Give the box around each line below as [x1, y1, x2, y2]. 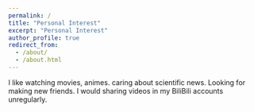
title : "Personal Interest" [8, 19, 102, 27]
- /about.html [15, 56, 62, 64]
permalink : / [8, 11, 52, 20]
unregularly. [8, 95, 48, 104]
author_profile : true [8, 33, 80, 42]
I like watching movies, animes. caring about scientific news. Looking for [8, 77, 246, 87]
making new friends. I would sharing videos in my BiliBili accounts [8, 86, 224, 95]
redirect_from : [8, 41, 59, 49]
